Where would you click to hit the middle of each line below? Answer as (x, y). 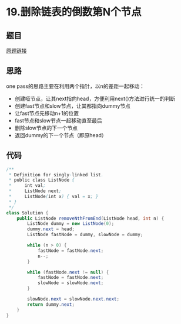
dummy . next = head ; (51, 229)
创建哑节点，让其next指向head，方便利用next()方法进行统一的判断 (95, 98)
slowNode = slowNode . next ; (71, 283)
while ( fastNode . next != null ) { (68, 272)
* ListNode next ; (35, 191)
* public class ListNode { (42, 180)
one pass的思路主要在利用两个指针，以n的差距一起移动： (76, 86)
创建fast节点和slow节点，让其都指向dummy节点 (73, 105)
